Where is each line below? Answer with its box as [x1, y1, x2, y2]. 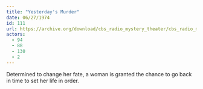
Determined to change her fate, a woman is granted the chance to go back [6, 70, 192, 77]
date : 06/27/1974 [6, 15, 50, 21]
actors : [6, 31, 26, 38]
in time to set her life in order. [6, 77, 80, 84]
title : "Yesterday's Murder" [6, 8, 80, 15]
